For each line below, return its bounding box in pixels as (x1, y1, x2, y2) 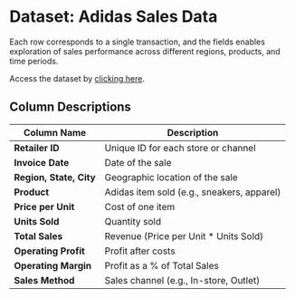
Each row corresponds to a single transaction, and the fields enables (9, 36, 265, 47)
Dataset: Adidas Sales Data (9, 6, 218, 27)
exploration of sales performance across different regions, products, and (9, 45, 281, 56)
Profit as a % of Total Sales (104, 259, 219, 272)
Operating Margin (14, 259, 92, 272)
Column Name (23, 126, 87, 139)
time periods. (9, 55, 59, 66)
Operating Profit (14, 245, 86, 257)
